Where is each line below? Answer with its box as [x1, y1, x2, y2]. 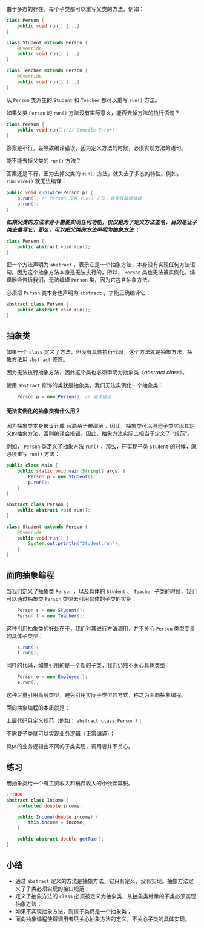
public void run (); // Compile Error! [17, 127, 115, 133]
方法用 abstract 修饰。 [11, 356, 68, 363]
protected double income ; [17, 803, 83, 809]
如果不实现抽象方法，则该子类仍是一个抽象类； [15, 907, 132, 915]
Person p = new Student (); [28, 473, 96, 479]
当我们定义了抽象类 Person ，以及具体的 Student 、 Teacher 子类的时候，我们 [6, 588, 197, 595]
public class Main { [6, 462, 59, 469]
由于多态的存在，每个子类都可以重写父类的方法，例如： [6, 5, 144, 12]
